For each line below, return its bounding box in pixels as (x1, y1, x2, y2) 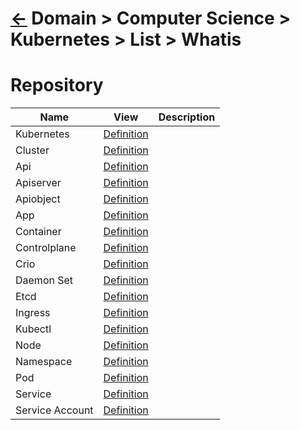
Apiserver (15, 176, 62, 190)
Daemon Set (15, 273, 74, 287)
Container (15, 225, 62, 239)
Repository (10, 74, 104, 97)
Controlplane (15, 241, 77, 255)
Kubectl (15, 322, 52, 336)
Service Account (15, 403, 94, 417)
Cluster (15, 143, 50, 157)
